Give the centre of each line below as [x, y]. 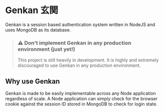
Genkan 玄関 [32, 10]
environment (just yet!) [46, 49]
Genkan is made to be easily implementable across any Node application [80, 93]
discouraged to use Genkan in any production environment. [79, 65]
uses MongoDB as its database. [38, 30]
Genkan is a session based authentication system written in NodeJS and [80, 24]
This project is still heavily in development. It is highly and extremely [88, 60]
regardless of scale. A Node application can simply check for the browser [81, 99]
